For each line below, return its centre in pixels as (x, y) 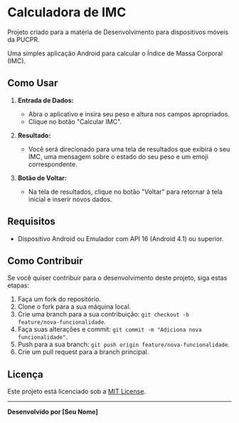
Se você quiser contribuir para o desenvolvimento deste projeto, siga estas (117, 278)
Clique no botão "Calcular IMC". (75, 121)
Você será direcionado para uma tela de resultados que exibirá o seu (129, 149)
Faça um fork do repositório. (59, 300)
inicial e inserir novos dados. (70, 199)
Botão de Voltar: (42, 177)
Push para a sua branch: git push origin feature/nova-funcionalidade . (123, 344)
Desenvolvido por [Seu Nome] (53, 412)
